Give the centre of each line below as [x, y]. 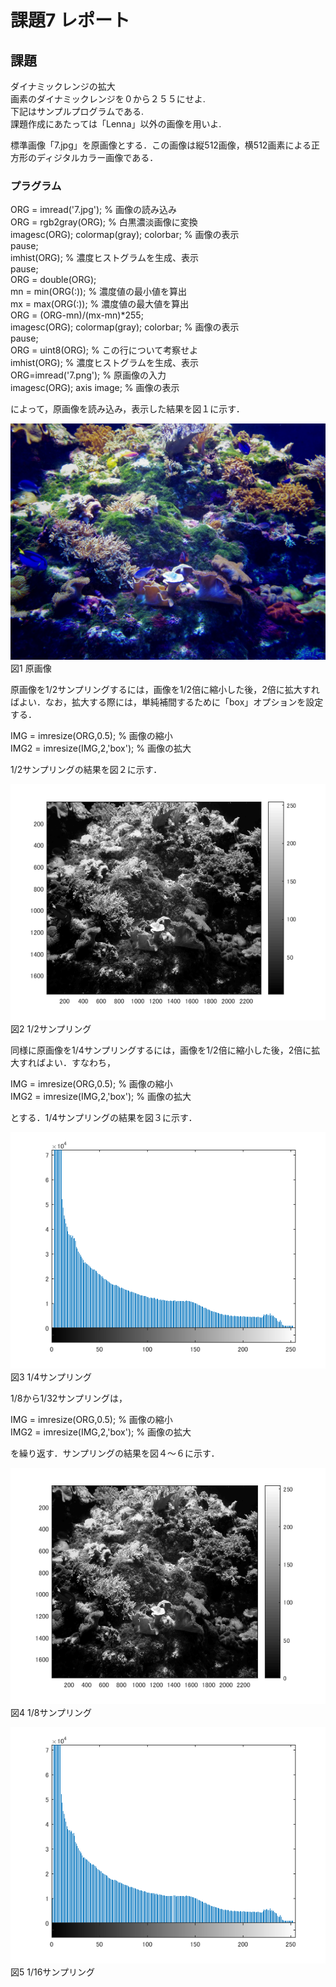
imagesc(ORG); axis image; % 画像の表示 [95, 388]
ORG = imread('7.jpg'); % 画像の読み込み [93, 210]
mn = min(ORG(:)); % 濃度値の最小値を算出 [99, 292]
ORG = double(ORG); [53, 280]
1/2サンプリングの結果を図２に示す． [86, 770]
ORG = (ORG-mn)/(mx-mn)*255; [77, 315]
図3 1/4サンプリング [51, 1377]
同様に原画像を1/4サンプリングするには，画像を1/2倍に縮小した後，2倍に [161, 1050]
